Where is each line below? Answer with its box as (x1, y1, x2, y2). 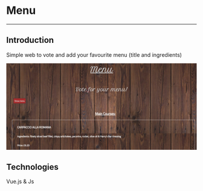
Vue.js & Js (6, 178, 34, 185)
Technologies (6, 161, 59, 172)
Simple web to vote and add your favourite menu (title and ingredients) (6, 51, 182, 58)
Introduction (6, 35, 54, 45)
